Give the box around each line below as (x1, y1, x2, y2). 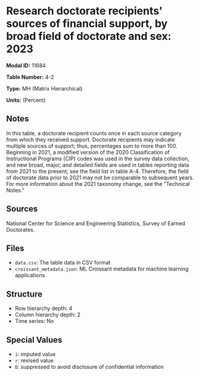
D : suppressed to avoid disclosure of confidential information (14, 363, 164, 370)
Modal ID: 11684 (6, 61, 46, 69)
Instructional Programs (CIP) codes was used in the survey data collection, (6, 155, 189, 162)
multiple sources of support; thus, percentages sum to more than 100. (6, 142, 178, 150)
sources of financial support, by (6, 17, 168, 30)
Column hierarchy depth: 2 (14, 311, 81, 318)
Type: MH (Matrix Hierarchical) (6, 85, 83, 92)
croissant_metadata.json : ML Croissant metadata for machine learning (14, 265, 189, 272)
